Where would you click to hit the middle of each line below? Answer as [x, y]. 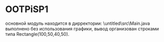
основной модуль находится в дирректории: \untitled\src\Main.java [78, 23]
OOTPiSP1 [27, 9]
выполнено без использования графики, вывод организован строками [82, 28]
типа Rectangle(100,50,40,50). [37, 34]
